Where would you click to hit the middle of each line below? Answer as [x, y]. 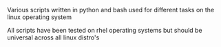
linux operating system [40, 17]
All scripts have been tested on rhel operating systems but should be [105, 30]
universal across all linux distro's [53, 37]
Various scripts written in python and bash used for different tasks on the [111, 10]
